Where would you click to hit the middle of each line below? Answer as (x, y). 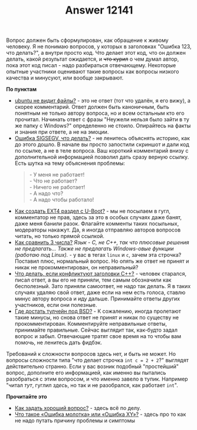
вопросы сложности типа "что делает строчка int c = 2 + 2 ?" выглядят (97, 360)
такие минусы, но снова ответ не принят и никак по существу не (96, 317)
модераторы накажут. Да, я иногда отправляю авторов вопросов (98, 230)
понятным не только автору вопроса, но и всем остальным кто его (99, 113)
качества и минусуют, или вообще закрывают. (65, 78)
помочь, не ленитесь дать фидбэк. (58, 343)
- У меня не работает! (57, 175)
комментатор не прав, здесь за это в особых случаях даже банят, (98, 217)
